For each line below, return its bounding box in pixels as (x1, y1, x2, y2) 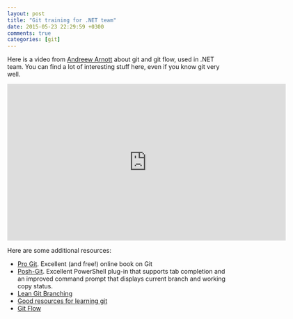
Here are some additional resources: (7, 247, 111, 255)
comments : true (7, 29, 52, 37)
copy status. (17, 282, 54, 290)
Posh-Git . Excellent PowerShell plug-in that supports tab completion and (17, 267, 225, 276)
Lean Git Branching (17, 290, 73, 298)
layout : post (7, 10, 45, 17)
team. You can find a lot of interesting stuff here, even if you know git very (7, 63, 220, 71)
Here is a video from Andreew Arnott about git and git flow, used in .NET (7, 55, 214, 63)
